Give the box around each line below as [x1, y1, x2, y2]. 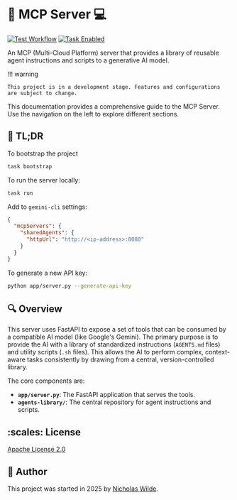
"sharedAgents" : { [20, 229, 75, 237]
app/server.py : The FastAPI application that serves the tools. [17, 391, 196, 399]
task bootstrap [7, 163, 53, 170]
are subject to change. [7, 89, 78, 97]
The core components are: [7, 376, 85, 385]
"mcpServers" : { [13, 222, 62, 230]
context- [204, 348, 231, 357]
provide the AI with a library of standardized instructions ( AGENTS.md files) [7, 340, 221, 349]
